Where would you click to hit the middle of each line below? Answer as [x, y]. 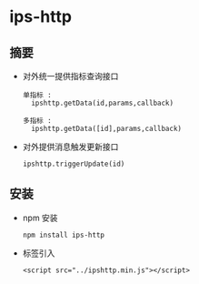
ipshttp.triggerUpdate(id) [74, 164]
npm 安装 [40, 218]
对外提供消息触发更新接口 [70, 147]
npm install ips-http [63, 235]
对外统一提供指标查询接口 [70, 76]
